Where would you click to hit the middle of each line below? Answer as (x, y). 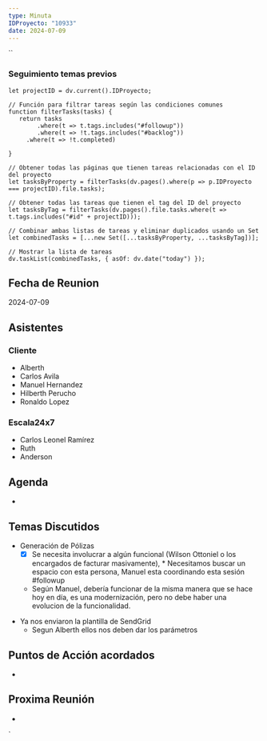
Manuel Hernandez (52, 385)
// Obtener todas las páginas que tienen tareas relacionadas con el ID (132, 168)
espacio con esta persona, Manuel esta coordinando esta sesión (138, 572)
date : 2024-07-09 (37, 30)
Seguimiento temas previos (63, 74)
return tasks (40, 118)
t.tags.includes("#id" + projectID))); (75, 217)
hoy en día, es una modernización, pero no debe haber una (129, 598)
